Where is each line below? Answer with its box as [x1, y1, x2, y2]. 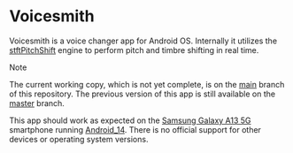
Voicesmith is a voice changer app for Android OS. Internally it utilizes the [9, 35, 277, 46]
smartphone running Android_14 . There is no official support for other [9, 124, 261, 134]
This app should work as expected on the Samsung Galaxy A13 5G [9, 115, 251, 126]
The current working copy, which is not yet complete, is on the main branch [9, 79, 285, 89]
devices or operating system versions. [9, 134, 149, 144]
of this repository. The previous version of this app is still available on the [9, 88, 276, 99]
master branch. [9, 97, 65, 108]
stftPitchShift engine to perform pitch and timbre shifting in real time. [9, 44, 259, 55]
